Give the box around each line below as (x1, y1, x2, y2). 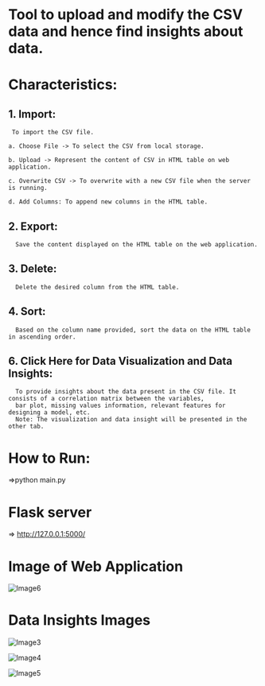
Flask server (8, 503, 92, 521)
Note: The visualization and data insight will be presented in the (15, 416, 247, 424)
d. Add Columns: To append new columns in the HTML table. (8, 198, 208, 206)
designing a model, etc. (8, 409, 91, 417)
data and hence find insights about (8, 22, 244, 41)
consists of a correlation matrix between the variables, (8, 395, 205, 403)
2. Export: (8, 219, 58, 233)
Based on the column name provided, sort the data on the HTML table (15, 326, 251, 334)
